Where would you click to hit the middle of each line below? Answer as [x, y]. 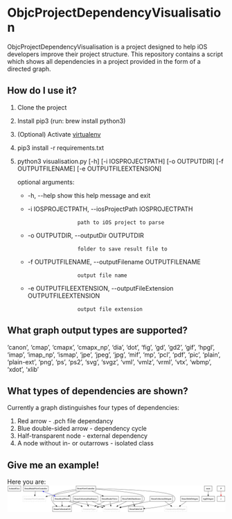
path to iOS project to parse [121, 222]
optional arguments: [46, 182]
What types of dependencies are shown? [98, 391]
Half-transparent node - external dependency [82, 436]
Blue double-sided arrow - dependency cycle [82, 429]
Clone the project [42, 107]
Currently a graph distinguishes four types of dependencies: [93, 408]
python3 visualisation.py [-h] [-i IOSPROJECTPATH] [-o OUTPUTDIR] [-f [120, 161]
